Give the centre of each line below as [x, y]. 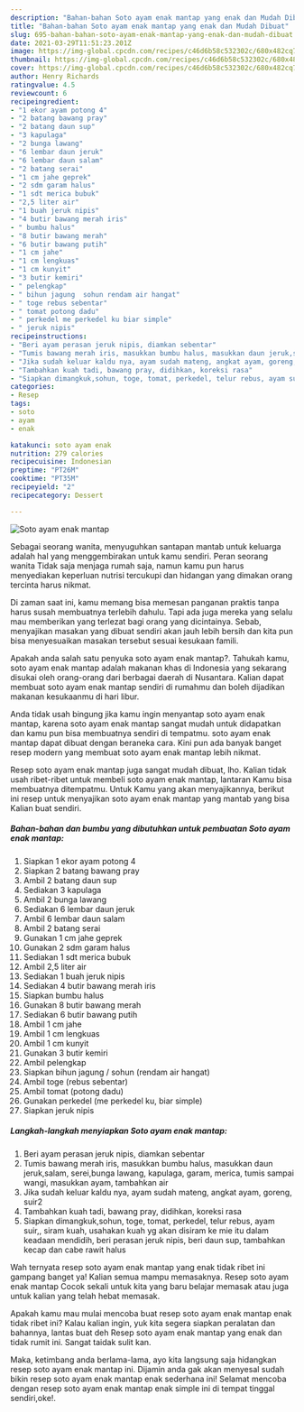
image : [23, 51]
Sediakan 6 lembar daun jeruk [79, 909]
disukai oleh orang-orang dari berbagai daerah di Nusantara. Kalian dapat [147, 677]
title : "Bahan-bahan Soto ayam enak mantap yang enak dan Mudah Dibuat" [150, 26]
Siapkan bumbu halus [64, 995]
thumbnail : [31, 60]
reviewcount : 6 [39, 93]
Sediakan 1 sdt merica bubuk [77, 956]
